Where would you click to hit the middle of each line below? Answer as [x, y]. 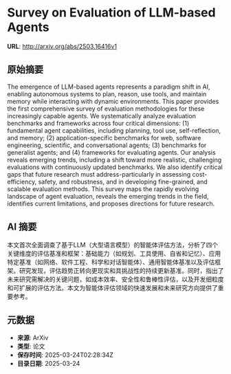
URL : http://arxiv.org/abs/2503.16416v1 [62, 46]
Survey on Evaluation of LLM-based [111, 13]
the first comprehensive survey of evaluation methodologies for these [106, 109]
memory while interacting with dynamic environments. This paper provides [113, 101]
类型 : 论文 [31, 346]
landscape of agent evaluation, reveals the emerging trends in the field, [108, 196]
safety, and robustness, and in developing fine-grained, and [123, 181]
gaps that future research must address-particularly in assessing [99, 174]
